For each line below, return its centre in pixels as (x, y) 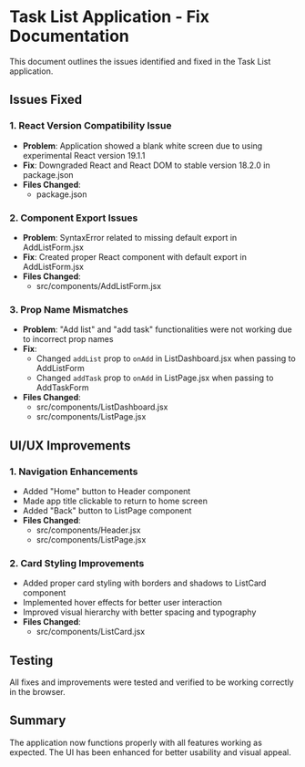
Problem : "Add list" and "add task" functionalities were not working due (158, 329)
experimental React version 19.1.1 (84, 155)
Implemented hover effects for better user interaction (122, 603)
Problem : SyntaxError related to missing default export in (130, 237)
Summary (38, 721)
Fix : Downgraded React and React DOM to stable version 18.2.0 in (146, 165)
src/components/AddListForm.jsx (99, 285)
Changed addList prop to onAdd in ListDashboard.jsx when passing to (166, 358)
